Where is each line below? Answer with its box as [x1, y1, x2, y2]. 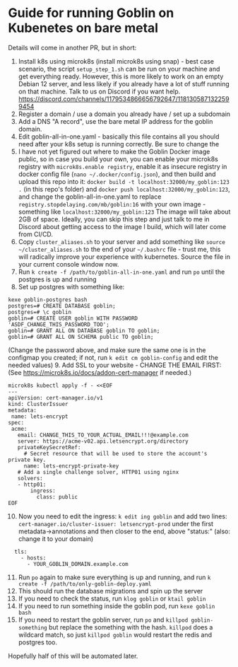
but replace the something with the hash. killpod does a [49, 622, 213, 631]
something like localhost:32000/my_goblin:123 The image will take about [18, 207, 231, 216]
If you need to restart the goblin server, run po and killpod [18, 615, 189, 624]
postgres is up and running [18, 274, 97, 284]
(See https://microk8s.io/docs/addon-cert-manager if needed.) [8, 368, 192, 376]
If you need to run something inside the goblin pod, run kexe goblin [18, 601, 215, 610]
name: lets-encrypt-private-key [23, 462, 119, 470]
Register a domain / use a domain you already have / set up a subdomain [18, 110, 231, 118]
